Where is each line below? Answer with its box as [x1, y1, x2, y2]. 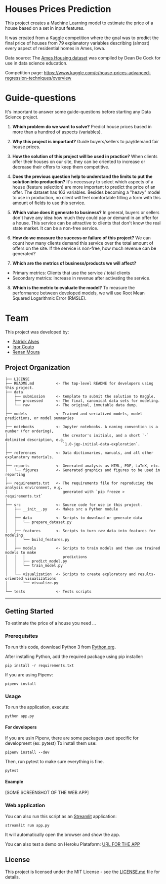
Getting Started [5, 607, 54, 615]
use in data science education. [5, 60, 68, 66]
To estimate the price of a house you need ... [5, 620, 96, 626]
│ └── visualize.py [5, 580, 58, 585]
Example [5, 778, 24, 784]
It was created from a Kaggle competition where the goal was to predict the [5, 35, 159, 41]
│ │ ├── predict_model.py [5, 558, 68, 563]
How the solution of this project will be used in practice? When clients [12, 153, 158, 159]
